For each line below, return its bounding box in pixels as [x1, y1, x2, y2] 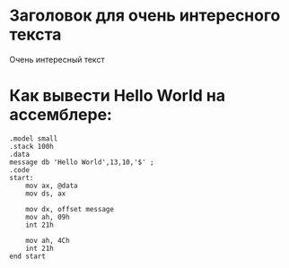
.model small [9, 134, 58, 143]
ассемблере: [9, 105, 112, 125]
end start [9, 252, 47, 261]
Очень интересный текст [9, 54, 105, 65]
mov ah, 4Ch [25, 236, 70, 245]
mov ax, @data [25, 181, 78, 190]
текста [9, 24, 62, 45]
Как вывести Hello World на [9, 86, 226, 106]
